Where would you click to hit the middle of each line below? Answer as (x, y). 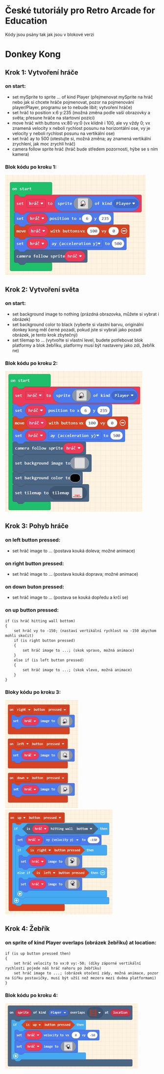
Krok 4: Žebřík (27, 929)
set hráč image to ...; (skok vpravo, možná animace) (79, 650)
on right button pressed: (35, 563)
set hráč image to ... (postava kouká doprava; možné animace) (75, 574)
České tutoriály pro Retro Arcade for (80, 11)
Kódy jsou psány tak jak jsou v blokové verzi (50, 34)
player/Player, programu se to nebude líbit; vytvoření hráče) (72, 107)
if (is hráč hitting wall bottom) (40, 621)
